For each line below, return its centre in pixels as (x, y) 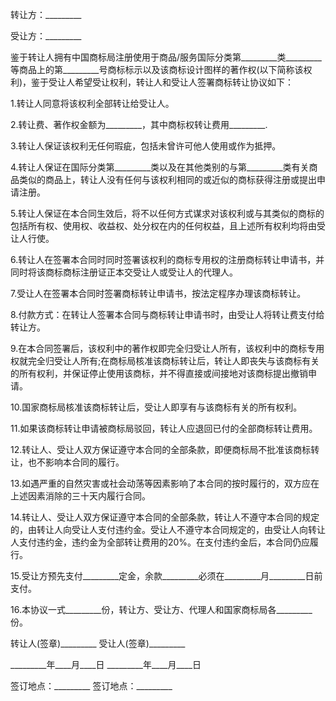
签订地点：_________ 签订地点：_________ (91, 686)
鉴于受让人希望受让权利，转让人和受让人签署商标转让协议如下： (163, 82)
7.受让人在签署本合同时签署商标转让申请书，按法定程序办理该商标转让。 (158, 293)
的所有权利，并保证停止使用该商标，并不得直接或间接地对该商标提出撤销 (159, 373)
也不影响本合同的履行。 (76, 462)
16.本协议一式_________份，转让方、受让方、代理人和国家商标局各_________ (161, 609)
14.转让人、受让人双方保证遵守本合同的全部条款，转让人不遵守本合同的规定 (165, 517)
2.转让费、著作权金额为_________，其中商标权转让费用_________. (139, 124)
